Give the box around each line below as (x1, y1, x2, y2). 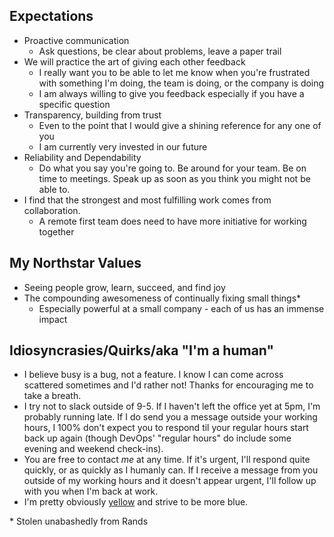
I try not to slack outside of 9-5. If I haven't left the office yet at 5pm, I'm (23, 400, 321, 413)
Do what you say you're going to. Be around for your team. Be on (38, 162, 307, 174)
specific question (38, 98, 111, 110)
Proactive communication (23, 34, 130, 46)
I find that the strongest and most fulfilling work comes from (23, 194, 272, 206)
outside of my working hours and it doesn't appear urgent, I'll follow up (23, 475, 317, 487)
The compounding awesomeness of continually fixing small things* (23, 292, 302, 304)
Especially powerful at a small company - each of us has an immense (38, 302, 325, 314)
